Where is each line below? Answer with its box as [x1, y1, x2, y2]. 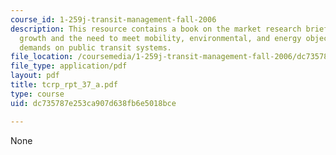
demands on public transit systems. [19, 42, 172, 53]
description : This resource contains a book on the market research [10, 24, 302, 34]
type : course [10, 89, 65, 99]
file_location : [10, 52, 74, 62]
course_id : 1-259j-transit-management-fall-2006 [10, 14, 217, 25]
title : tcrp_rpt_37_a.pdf [10, 80, 118, 90]
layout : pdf [10, 71, 60, 81]
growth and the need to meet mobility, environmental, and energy [19, 33, 302, 43]
